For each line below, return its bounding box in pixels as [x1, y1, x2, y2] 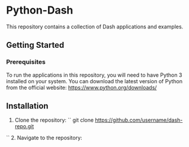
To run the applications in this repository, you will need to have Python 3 [6, 71, 182, 79]
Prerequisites [6, 58, 46, 66]
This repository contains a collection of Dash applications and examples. [6, 23, 184, 30]
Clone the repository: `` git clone [14, 116, 94, 124]
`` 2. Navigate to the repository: [6, 134, 82, 142]
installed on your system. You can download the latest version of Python [6, 77, 182, 84]
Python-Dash [6, 4, 73, 17]
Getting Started [6, 40, 65, 50]
